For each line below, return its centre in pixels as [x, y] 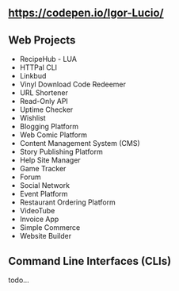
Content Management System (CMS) [80, 144]
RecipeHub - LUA [48, 59]
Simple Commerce [50, 228]
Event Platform [44, 194]
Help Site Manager [50, 160]
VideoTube [37, 211]
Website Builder [46, 236]
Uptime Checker [46, 109]
